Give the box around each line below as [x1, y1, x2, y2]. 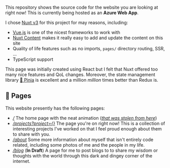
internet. [12, 158, 30, 164]
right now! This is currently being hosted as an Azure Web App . [5, 10, 139, 16]
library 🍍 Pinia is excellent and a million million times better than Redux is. [5, 77, 158, 83]
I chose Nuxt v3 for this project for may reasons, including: [5, 20, 128, 25]
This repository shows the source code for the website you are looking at [5, 5, 158, 10]
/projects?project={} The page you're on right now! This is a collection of [12, 120, 165, 126]
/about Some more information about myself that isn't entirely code [12, 137, 154, 143]
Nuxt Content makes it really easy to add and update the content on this [12, 35, 163, 41]
